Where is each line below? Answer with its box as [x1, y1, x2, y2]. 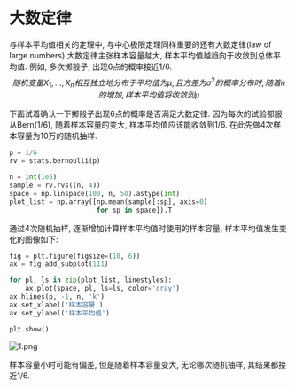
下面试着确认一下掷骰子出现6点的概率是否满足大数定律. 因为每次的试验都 [9, 108, 275, 120]
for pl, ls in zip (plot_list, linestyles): [9, 276, 173, 284]
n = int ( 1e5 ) [9, 173, 58, 182]
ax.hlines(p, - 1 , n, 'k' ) [9, 292, 105, 301]
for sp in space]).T [96, 206, 173, 214]
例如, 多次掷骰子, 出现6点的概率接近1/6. [28, 61, 173, 72]
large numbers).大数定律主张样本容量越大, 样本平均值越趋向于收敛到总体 [9, 50, 274, 60]
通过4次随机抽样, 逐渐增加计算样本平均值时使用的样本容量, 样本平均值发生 [9, 222, 279, 233]
